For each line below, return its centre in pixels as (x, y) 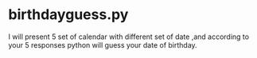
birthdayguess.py (68, 15)
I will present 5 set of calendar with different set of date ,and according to (128, 37)
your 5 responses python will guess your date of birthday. (103, 44)
